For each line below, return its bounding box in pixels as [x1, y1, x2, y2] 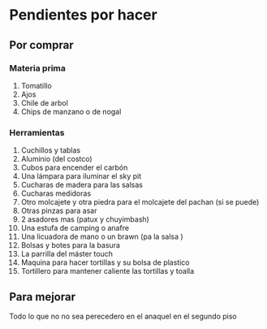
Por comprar [9, 38, 74, 52]
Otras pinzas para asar [20, 206, 97, 216]
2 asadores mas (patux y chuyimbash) [20, 214, 149, 224]
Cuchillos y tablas [20, 145, 81, 155]
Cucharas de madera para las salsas [20, 180, 143, 190]
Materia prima [9, 63, 66, 74]
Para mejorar [9, 290, 76, 304]
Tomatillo [20, 80, 52, 90]
